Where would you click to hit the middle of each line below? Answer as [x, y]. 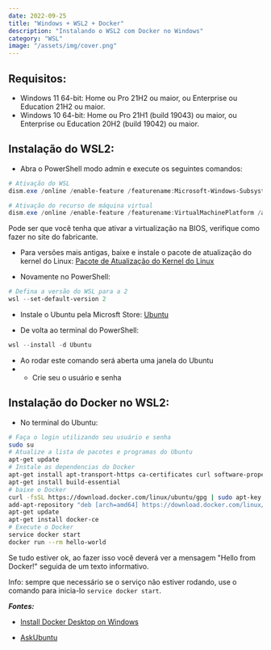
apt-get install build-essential [65, 482]
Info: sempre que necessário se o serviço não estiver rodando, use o [123, 581]
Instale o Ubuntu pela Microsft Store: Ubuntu [94, 315]
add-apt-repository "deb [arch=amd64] [73, 505]
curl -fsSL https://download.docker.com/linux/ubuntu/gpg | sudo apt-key [135, 497]
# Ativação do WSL [39, 183]
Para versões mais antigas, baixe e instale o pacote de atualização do [136, 253]
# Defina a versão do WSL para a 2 [68, 291]
